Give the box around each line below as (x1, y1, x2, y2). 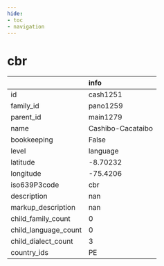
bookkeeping (10, 135, 53, 144)
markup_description (10, 203, 76, 213)
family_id (10, 101, 39, 111)
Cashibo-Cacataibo (88, 124, 154, 133)
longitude (10, 169, 42, 178)
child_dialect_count (10, 237, 73, 247)
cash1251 (88, 90, 122, 99)
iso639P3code (10, 180, 60, 190)
